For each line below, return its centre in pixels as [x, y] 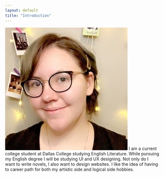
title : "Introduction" [28, 15]
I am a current [143, 148]
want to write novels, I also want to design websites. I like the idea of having [82, 164]
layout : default [22, 10]
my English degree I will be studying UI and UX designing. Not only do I [77, 159]
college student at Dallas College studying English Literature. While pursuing [82, 153]
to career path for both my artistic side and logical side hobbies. [70, 169]
